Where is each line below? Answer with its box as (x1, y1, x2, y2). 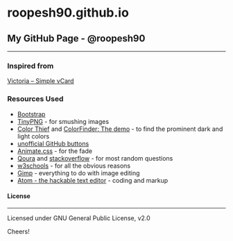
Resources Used (7, 94, 64, 104)
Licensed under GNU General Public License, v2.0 (7, 213, 150, 222)
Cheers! (7, 227, 30, 235)
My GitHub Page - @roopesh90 (7, 33, 146, 44)
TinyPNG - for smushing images (17, 117, 110, 125)
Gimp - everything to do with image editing (17, 168, 140, 177)
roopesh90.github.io (7, 5, 130, 21)
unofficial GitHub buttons (17, 139, 89, 148)
